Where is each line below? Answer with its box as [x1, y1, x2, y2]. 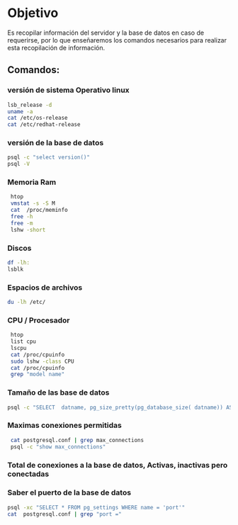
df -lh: [7, 259, 30, 266]
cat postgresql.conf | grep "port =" [7, 510, 122, 518]
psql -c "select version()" [7, 154, 91, 161]
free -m [10, 220, 33, 227]
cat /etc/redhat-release [7, 121, 81, 128]
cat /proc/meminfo [10, 207, 69, 214]
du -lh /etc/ [7, 299, 46, 306]
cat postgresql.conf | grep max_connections [10, 436, 144, 444]
